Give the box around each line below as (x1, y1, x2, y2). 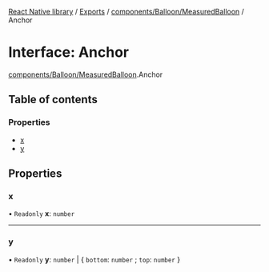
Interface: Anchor (8, 43, 130, 62)
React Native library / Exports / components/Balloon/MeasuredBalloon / (8, 7, 244, 16)
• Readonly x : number (8, 209, 75, 218)
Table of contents (8, 93, 98, 106)
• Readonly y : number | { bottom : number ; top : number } (8, 254, 181, 264)
